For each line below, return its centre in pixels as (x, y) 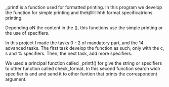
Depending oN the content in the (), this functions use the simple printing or (84, 28)
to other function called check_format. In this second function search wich (83, 68)
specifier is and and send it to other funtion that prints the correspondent (81, 74)
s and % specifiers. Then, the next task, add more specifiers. (69, 53)
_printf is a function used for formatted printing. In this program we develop (84, 7)
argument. (16, 79)
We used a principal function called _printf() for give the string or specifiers (84, 63)
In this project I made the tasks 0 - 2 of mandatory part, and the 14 (75, 43)
